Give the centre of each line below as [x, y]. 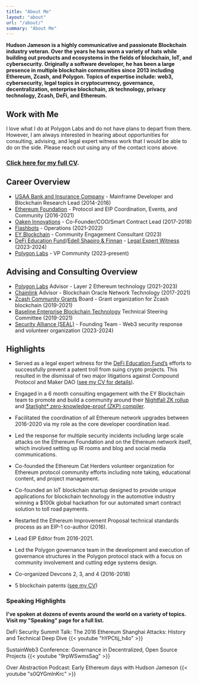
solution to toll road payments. [52, 509]
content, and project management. [57, 479]
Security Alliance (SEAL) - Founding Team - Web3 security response [98, 324]
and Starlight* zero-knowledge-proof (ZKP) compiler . [80, 406]
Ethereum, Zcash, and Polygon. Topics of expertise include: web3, [90, 77]
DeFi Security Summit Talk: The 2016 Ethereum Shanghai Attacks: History [96, 632]
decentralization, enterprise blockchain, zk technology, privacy [86, 89]
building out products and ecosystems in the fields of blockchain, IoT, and [99, 58]
